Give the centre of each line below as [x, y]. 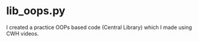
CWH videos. [22, 33]
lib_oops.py [36, 11]
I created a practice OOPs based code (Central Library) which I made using [99, 27]
